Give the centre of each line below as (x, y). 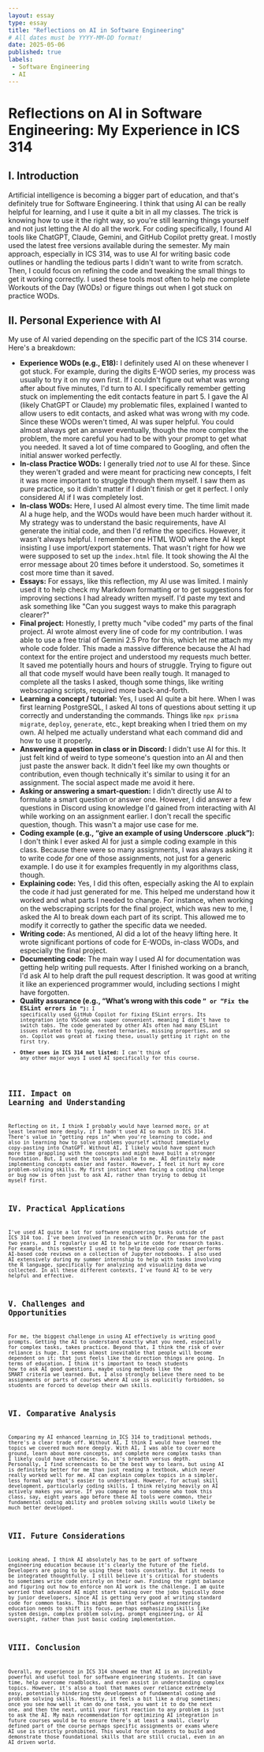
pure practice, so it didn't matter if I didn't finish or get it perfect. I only (134, 489)
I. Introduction (43, 176)
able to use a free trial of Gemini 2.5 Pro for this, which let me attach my (136, 640)
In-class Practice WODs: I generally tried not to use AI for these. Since (135, 464)
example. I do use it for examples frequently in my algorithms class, (129, 867)
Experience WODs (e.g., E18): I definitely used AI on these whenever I (134, 363)
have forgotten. (45, 993)
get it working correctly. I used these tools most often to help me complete (129, 279)
